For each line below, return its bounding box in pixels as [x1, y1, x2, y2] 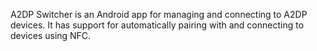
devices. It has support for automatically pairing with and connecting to [10, 19, 305, 31]
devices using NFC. [10, 30, 92, 41]
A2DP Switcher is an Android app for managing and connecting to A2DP [10, 9, 308, 20]
